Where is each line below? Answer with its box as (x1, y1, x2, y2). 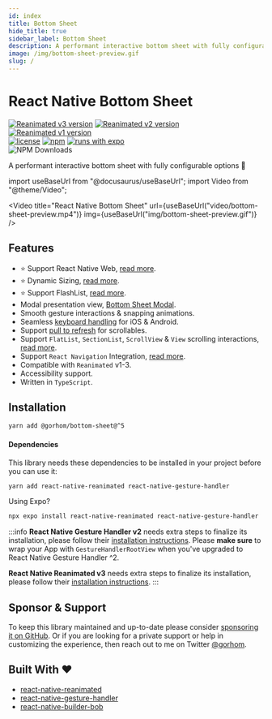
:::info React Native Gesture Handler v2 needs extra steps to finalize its (8, 527, 248, 536)
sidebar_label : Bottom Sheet (8, 34, 107, 43)
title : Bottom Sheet (8, 19, 79, 28)
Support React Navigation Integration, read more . (19, 351, 186, 361)
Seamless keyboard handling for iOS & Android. (19, 316, 180, 326)
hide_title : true (8, 27, 67, 35)
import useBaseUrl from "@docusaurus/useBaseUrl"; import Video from (8, 176, 249, 186)
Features (8, 241, 54, 256)
